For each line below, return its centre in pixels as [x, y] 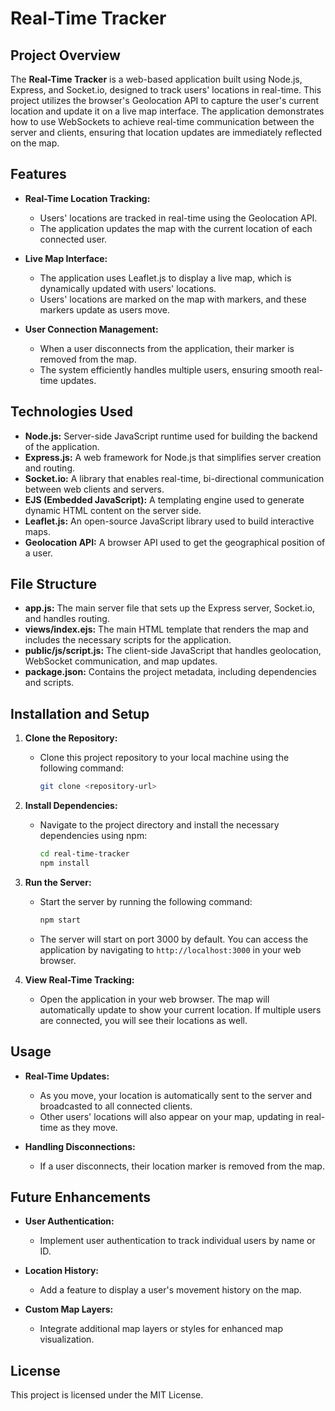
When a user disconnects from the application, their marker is [167, 348]
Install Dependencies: [71, 806]
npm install [64, 863]
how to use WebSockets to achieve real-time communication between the [162, 121]
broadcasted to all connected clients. [116, 1106]
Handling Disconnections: [80, 1146]
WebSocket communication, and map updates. [121, 661]
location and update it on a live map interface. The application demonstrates [167, 111]
